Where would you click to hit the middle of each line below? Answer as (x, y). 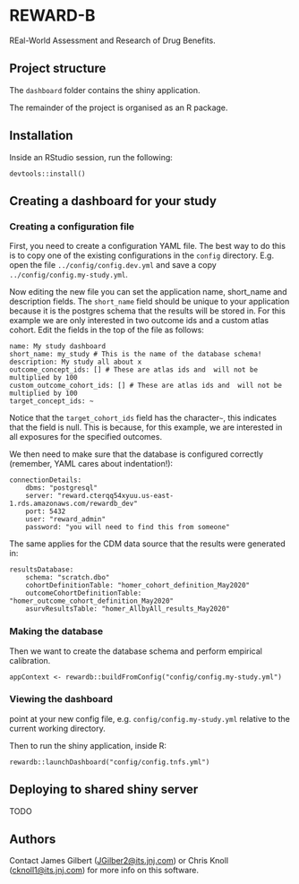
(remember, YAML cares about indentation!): (91, 464)
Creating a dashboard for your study (113, 201)
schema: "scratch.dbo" (68, 578)
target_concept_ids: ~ (51, 401)
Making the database (56, 631)
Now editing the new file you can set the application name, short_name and (149, 292)
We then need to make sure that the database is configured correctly (137, 454)
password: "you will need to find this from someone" (128, 528)
